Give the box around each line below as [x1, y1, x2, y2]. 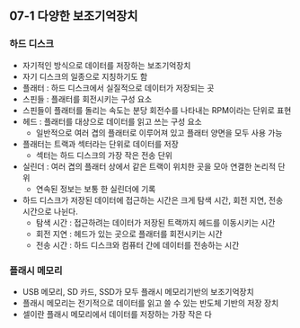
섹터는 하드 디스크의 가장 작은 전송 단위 [35, 149, 173, 160]
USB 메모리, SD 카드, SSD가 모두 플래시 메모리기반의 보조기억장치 [22, 286, 254, 297]
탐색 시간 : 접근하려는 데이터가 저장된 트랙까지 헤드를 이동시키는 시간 [35, 217, 276, 227]
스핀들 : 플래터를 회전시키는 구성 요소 [22, 93, 153, 104]
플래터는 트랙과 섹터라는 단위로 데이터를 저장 [22, 138, 180, 149]
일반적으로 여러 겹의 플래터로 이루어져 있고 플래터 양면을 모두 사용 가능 [35, 127, 283, 137]
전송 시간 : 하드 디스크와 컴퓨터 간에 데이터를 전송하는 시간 [35, 239, 240, 250]
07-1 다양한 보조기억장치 [9, 8, 138, 24]
